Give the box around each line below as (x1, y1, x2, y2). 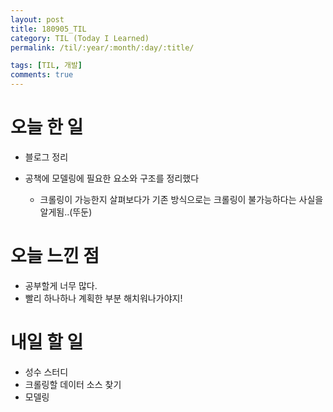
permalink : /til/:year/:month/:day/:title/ (10, 42, 195, 53)
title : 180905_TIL (10, 24, 87, 34)
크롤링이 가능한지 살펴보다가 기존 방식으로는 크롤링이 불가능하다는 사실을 (39, 193, 324, 205)
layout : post (10, 14, 65, 25)
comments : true (10, 70, 74, 80)
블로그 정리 (24, 151, 69, 163)
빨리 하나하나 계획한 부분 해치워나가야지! (24, 292, 183, 304)
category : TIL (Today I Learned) (10, 33, 150, 43)
